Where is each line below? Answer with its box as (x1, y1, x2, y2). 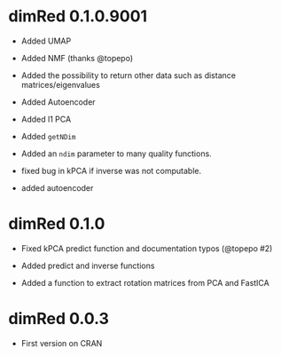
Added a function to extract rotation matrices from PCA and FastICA (20, 277, 269, 288)
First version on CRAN (20, 337, 103, 348)
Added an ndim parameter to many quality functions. (20, 148, 212, 159)
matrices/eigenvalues (20, 79, 101, 90)
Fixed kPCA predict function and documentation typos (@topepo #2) (20, 242, 273, 254)
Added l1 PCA (20, 114, 72, 124)
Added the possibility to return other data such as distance (20, 69, 237, 81)
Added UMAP (20, 36, 72, 46)
